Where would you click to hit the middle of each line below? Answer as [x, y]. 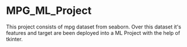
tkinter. [14, 39]
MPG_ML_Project [49, 11]
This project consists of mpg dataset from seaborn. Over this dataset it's [94, 27]
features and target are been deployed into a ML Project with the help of [93, 32]
